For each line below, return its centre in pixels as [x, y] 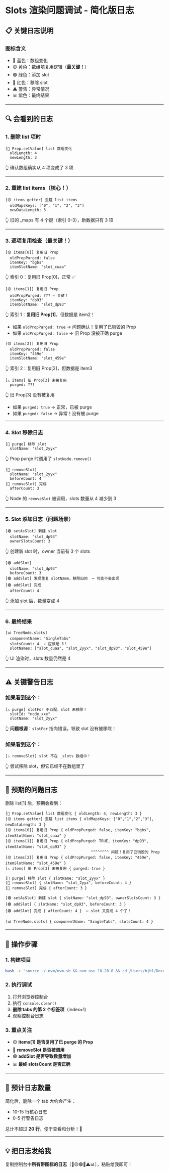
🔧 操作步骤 [21, 944]
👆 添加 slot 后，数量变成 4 [32, 601]
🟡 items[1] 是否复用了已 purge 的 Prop [53, 1042]
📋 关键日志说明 [29, 31]
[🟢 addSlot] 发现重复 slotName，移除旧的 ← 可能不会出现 [62, 578]
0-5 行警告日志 [28, 1118]
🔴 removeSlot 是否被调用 [38, 1050]
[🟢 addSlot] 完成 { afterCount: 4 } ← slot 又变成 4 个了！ [68, 911]
